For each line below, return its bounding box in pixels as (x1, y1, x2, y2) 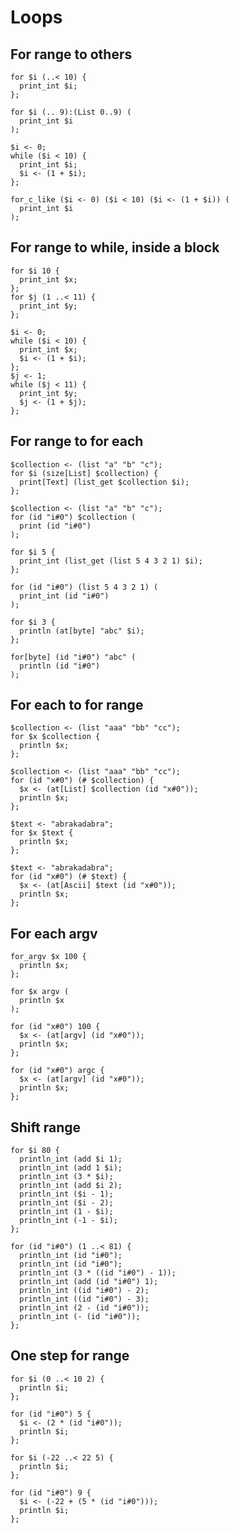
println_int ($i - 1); (19, 1189, 114, 1200)
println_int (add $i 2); (19, 1181, 123, 1191)
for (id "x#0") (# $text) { (10, 872, 128, 882)
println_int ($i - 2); (19, 1198, 114, 1208)
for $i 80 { (10, 1146, 60, 1156)
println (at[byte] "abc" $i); (19, 626, 145, 636)
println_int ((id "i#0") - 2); (19, 1286, 150, 1296)
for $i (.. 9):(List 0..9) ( (10, 107, 132, 117)
